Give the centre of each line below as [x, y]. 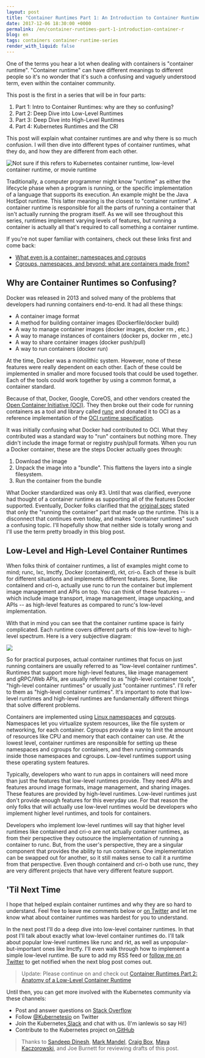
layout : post [23, 12]
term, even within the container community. [61, 83]
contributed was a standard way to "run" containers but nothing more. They [102, 436]
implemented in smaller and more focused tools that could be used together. [102, 373]
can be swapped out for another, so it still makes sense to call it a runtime [99, 857]
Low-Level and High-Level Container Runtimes [97, 551]
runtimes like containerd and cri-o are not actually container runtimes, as [98, 831]
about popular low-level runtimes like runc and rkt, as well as [83, 942]
